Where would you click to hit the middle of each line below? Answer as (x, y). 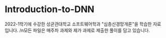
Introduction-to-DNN (49, 9)
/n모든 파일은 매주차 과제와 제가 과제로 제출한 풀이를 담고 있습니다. (85, 30)
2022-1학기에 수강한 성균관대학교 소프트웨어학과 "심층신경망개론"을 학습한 (78, 24)
